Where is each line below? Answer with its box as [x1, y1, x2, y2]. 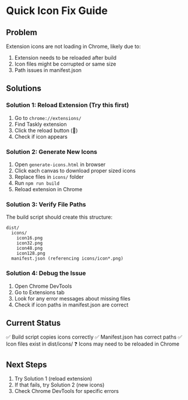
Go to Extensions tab [14, 288, 65, 296]
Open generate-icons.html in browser [14, 161, 106, 168]
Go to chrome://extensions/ [14, 114, 81, 121]
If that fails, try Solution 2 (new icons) [14, 381, 105, 388]
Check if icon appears [14, 133, 68, 140]
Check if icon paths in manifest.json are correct [14, 301, 129, 308]
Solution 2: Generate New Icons [6, 147, 98, 156]
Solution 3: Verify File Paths [6, 200, 86, 208]
